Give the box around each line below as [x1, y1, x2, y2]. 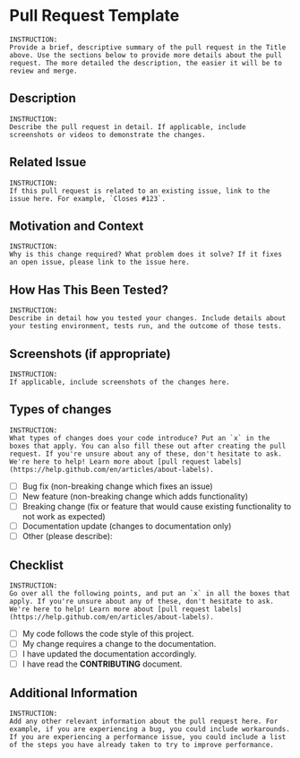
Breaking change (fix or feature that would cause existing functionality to [21, 501, 292, 511]
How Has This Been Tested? [9, 282, 168, 297]
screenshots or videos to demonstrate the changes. [9, 130, 206, 139]
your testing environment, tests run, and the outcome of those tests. [9, 322, 282, 331]
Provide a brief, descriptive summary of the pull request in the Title [9, 42, 287, 52]
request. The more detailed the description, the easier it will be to [9, 58, 282, 67]
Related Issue [9, 154, 87, 170]
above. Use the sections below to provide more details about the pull [9, 50, 282, 59]
